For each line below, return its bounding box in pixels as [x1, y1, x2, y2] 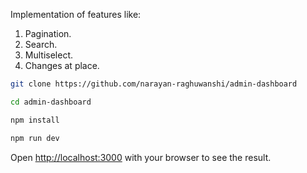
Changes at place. [24, 60, 100, 71]
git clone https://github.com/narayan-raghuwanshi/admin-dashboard [10, 79, 298, 89]
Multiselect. [24, 49, 74, 61]
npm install [10, 115, 60, 125]
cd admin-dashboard [10, 97, 92, 107]
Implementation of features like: [10, 9, 142, 20]
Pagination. [24, 28, 72, 39]
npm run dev [10, 133, 60, 143]
